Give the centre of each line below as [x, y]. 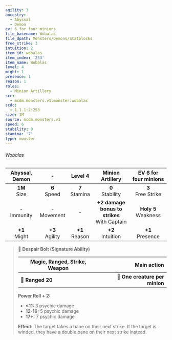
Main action [149, 265]
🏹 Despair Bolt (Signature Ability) [54, 249]
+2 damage [111, 203]
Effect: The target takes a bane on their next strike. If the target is [87, 327]
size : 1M [15, 115]
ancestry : [16, 15]
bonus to [111, 209]
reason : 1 [16, 81]
